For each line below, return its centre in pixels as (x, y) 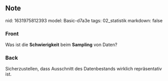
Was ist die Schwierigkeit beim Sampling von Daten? (61, 45)
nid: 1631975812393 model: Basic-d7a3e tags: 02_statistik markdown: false (84, 20)
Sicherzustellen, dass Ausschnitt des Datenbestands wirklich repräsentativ (83, 69)
